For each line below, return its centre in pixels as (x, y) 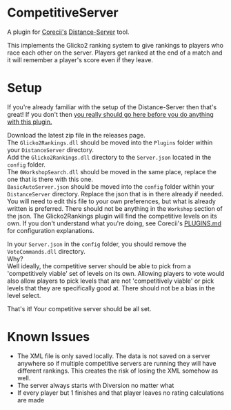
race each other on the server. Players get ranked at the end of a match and (115, 53)
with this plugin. (30, 122)
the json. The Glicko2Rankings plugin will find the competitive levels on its (112, 216)
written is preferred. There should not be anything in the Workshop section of (115, 208)
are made (31, 400)
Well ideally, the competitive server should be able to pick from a (99, 266)
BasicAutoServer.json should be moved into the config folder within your (111, 186)
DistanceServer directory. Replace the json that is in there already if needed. (115, 194)
